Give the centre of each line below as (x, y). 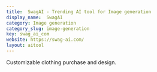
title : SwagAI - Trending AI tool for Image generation (79, 12)
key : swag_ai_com (28, 34)
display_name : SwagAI (34, 17)
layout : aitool (25, 46)
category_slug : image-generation (48, 28)
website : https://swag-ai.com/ (45, 40)
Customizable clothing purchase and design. (61, 62)
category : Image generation (41, 23)
